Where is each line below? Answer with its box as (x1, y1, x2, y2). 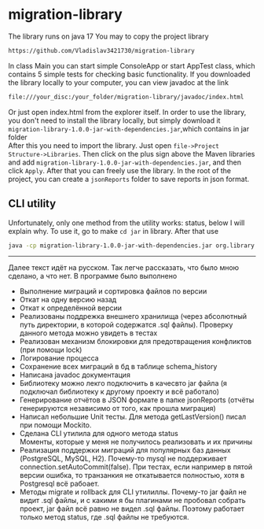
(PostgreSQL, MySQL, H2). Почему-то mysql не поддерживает (19, 454, 228, 464)
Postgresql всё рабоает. (19, 479, 100, 489)
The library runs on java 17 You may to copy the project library (8, 31, 210, 41)
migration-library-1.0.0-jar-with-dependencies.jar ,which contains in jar (8, 124, 250, 133)
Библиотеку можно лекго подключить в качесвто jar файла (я (19, 379, 228, 388)
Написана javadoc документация (19, 370, 131, 379)
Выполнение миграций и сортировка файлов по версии (19, 287, 207, 296)
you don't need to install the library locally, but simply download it (8, 116, 221, 125)
